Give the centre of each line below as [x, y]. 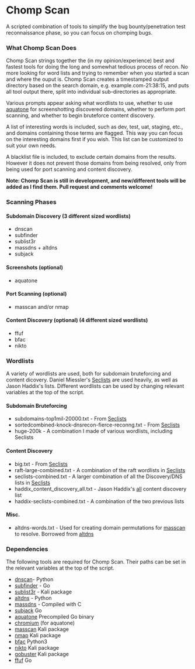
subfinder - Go [32, 586]
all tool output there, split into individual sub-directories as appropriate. [91, 92]
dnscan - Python [34, 579]
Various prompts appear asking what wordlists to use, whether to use [90, 103]
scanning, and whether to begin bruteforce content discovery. [81, 115]
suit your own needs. [31, 146]
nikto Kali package [37, 648]
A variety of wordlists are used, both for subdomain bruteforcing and [88, 374]
